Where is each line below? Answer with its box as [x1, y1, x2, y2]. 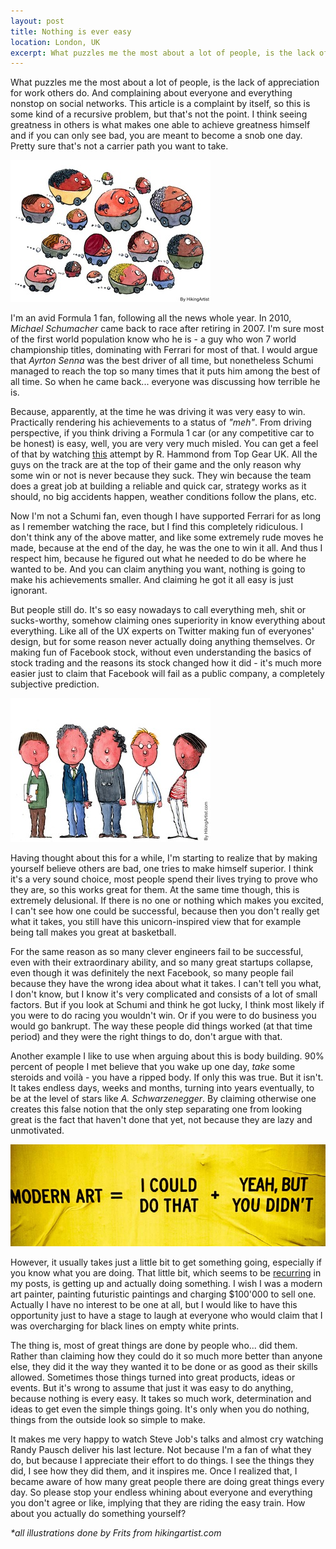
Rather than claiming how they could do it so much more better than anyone [10, 1350, 323, 1362]
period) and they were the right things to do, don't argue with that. [10, 1031, 283, 1043]
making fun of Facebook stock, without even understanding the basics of [10, 646, 312, 659]
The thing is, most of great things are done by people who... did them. [10, 1339, 298, 1351]
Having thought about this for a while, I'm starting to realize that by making [10, 852, 318, 864]
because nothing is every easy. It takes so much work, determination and [10, 1392, 312, 1404]
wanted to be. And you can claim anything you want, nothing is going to [10, 563, 306, 575]
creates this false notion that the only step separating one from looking [10, 1103, 302, 1115]
